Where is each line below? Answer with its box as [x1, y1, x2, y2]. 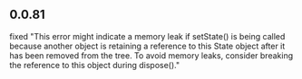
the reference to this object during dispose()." [9, 59, 180, 70]
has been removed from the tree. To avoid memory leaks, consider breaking [9, 49, 293, 61]
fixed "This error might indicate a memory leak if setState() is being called [9, 31, 286, 41]
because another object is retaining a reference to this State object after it [9, 40, 286, 51]
